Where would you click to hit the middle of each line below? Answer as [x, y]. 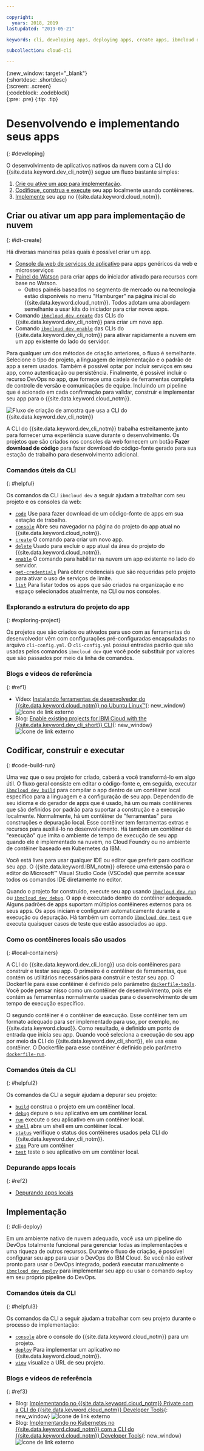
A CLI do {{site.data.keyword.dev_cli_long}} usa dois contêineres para [93, 964]
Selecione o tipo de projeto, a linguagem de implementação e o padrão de [99, 360]
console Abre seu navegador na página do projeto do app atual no [97, 527]
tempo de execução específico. [46, 1003]
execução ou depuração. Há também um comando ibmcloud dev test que [99, 917]
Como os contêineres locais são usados [66, 939]
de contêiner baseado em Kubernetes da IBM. [64, 848]
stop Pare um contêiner [44, 1146]
